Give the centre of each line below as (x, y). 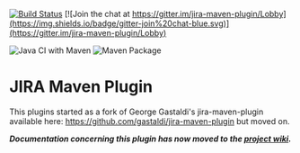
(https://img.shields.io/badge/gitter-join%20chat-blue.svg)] (119, 23)
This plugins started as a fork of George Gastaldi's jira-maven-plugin (137, 112)
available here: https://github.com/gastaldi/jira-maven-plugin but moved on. (150, 121)
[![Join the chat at (97, 14)
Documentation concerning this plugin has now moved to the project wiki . (150, 139)
